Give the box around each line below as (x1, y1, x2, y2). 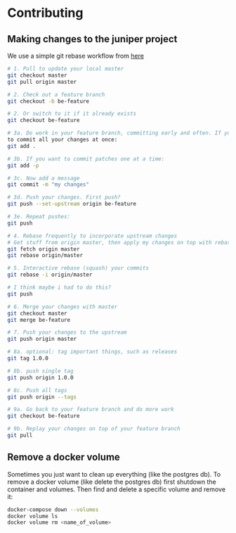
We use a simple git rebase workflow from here (7, 51, 144, 60)
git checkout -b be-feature (7, 97, 90, 105)
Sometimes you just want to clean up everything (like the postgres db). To (7, 470, 221, 478)
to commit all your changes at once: (7, 136, 118, 143)
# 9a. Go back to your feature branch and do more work (7, 406, 174, 413)
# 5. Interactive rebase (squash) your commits (7, 265, 150, 272)
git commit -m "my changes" (7, 181, 90, 188)
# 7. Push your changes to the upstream (7, 329, 128, 336)
